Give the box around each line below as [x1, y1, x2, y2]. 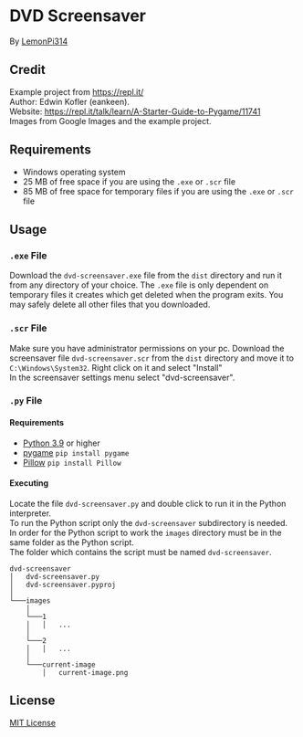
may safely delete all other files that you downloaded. [9, 299, 211, 311]
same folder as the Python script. [9, 536, 135, 548]
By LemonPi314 [9, 36, 68, 47]
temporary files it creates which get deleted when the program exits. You [9, 290, 284, 300]
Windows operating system [22, 166, 126, 177]
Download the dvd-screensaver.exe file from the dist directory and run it [9, 270, 283, 281]
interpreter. [9, 508, 52, 519]
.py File [9, 395, 43, 407]
